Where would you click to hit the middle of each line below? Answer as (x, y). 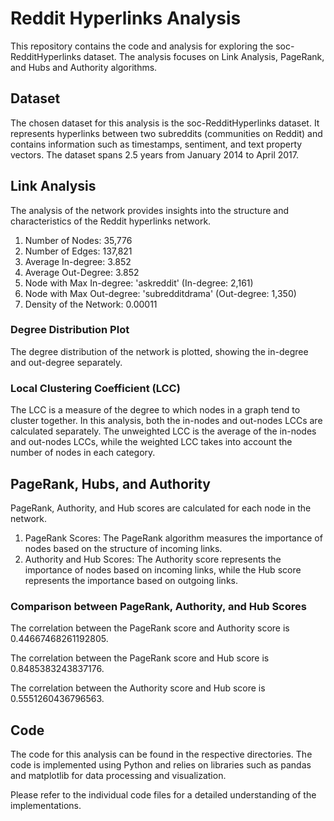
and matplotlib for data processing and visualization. (118, 776)
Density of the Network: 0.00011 (91, 304)
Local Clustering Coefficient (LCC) (95, 388)
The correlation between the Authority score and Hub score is (138, 688)
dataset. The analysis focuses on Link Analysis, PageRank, (204, 56)
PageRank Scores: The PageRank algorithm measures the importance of (173, 538)
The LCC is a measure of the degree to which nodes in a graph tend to (155, 410)
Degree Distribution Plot (70, 330)
